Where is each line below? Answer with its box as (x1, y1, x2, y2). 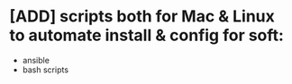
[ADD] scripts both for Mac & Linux (9, 6, 275, 27)
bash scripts (22, 64, 69, 75)
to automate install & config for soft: (9, 25, 284, 46)
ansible (22, 55, 50, 65)
